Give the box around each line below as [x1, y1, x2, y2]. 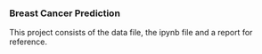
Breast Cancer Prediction [9, 7, 120, 19]
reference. [9, 36, 47, 47]
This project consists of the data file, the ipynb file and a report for [9, 27, 253, 38]
